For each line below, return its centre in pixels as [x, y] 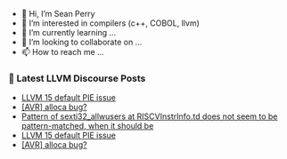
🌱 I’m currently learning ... [69, 32]
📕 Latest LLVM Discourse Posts [77, 78]
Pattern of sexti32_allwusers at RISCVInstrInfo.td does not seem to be [149, 116]
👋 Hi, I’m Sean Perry [58, 14]
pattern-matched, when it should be [87, 126]
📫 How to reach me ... [62, 52]
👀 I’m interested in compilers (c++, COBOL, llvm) [110, 23]
